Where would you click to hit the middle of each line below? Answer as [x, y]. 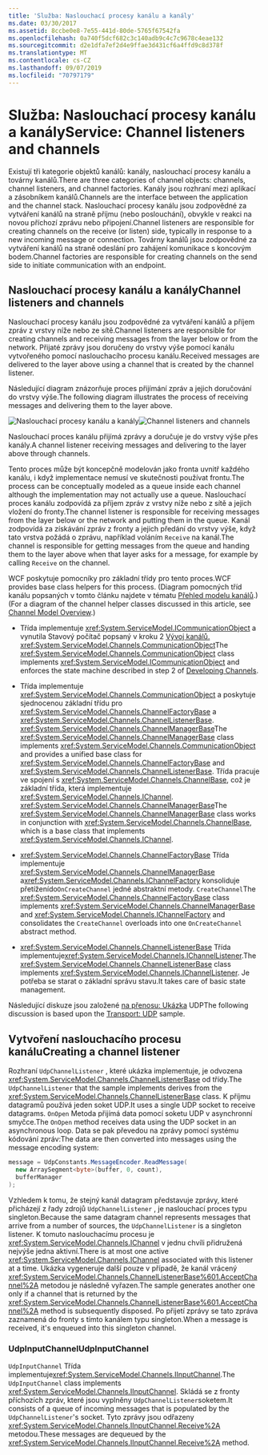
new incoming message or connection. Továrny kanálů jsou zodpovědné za [133, 239]
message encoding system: [54, 1148]
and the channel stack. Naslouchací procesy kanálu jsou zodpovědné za [128, 205]
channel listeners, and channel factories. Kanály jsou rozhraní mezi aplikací [132, 188]
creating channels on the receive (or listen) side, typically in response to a [130, 231]
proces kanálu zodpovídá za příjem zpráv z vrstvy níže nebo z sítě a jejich [130, 503]
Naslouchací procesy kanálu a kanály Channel [125, 290]
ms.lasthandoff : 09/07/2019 [55, 68]
